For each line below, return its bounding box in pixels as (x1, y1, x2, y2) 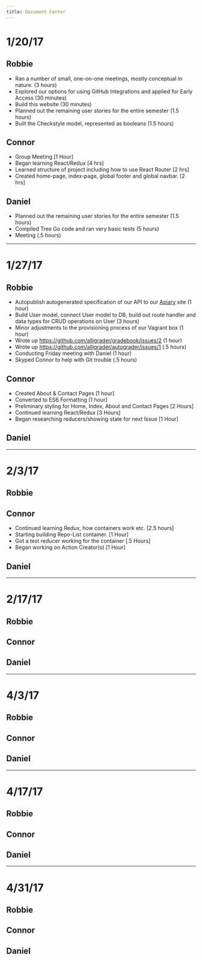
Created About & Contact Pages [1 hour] (14, 390, 115, 397)
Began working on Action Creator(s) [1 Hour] (14, 544, 126, 551)
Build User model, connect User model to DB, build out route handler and (14, 312, 197, 319)
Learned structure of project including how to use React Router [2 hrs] (14, 166, 189, 173)
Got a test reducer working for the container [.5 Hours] (14, 537, 151, 545)
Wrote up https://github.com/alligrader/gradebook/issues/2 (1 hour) (14, 337, 182, 344)
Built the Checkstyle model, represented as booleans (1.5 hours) (14, 120, 174, 127)
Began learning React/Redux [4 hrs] (14, 159, 104, 167)
